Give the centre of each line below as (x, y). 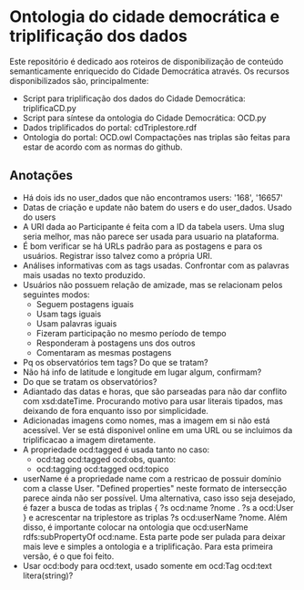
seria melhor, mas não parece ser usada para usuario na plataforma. (151, 236)
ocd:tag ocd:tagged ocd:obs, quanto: (106, 459)
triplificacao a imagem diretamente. (89, 440)
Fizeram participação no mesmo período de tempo (131, 333)
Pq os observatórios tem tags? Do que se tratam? (115, 362)
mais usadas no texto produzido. (84, 274)
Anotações (41, 176)
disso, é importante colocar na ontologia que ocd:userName (135, 527)
